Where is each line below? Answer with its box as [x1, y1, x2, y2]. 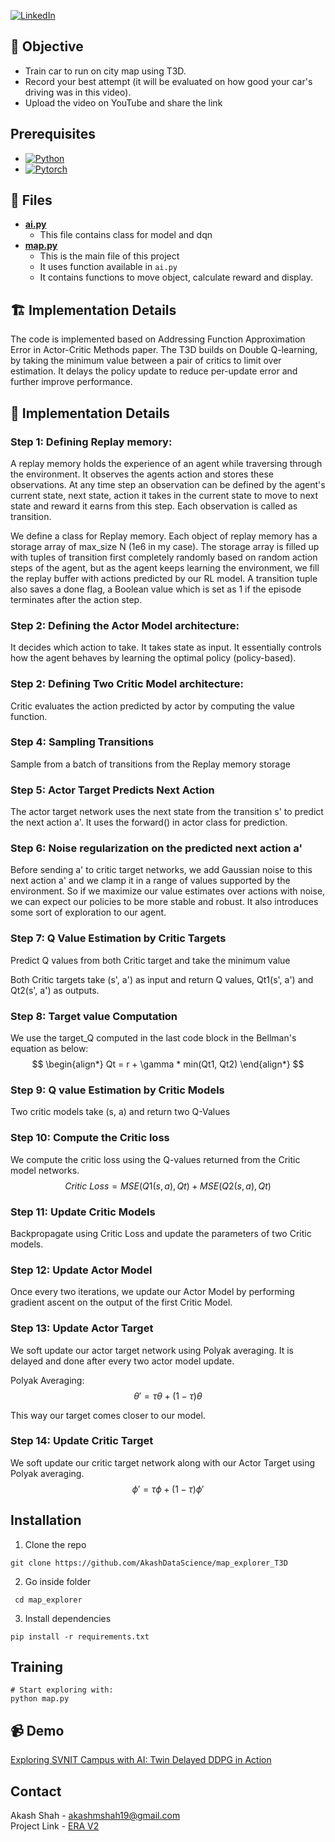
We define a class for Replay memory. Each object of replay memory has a [10, 530, 318, 542]
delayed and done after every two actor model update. [10, 1355, 235, 1367]
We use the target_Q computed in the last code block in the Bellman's [10, 1032, 297, 1044]
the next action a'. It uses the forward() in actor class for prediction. [10, 816, 288, 829]
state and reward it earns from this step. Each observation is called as [10, 500, 298, 512]
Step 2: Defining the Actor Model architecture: [10, 618, 240, 632]
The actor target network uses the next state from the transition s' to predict [10, 806, 324, 818]
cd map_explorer [14, 1595, 83, 1605]
